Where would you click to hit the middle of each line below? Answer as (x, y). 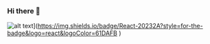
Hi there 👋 (24, 11)
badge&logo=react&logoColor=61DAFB (62, 33)
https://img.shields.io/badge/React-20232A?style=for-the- (120, 26)
